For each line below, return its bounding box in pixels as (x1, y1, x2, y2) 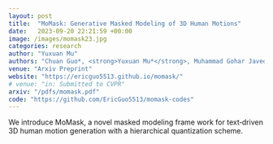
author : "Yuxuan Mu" (8, 50, 79, 58)
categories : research (8, 42, 82, 50)
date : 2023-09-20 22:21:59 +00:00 (8, 27, 132, 35)
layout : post (8, 11, 53, 20)
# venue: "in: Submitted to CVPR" (8, 80, 126, 88)
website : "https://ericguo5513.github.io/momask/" (8, 72, 184, 81)
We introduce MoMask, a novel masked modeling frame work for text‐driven (8, 117, 264, 127)
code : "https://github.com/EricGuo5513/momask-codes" (8, 95, 195, 103)
